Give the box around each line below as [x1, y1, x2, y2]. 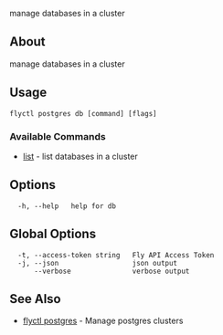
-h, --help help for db [17, 201, 117, 211]
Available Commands [9, 130, 107, 142]
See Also [9, 291, 61, 307]
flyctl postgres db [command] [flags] [9, 109, 157, 118]
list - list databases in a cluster [22, 151, 139, 162]
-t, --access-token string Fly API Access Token [17, 250, 215, 259]
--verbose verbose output [33, 267, 190, 276]
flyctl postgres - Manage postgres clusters [22, 315, 184, 327]
